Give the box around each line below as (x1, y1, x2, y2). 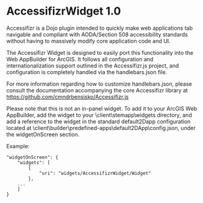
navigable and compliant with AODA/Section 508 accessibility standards (6, 30, 188, 38)
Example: (6, 142, 30, 150)
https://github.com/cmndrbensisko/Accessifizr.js (6, 93, 129, 100)
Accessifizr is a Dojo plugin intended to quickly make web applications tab (6, 24, 193, 32)
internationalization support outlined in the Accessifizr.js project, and (6, 62, 179, 69)
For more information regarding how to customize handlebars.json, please (6, 80, 192, 88)
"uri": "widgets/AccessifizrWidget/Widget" (38, 170, 151, 176)
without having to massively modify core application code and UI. (6, 37, 171, 44)
